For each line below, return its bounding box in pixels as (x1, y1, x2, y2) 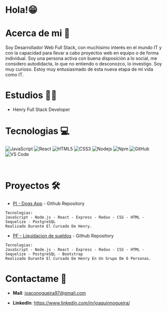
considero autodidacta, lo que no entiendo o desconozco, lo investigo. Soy (5, 61, 162, 67)
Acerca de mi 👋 (5, 28, 70, 39)
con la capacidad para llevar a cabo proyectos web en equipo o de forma (5, 50, 159, 56)
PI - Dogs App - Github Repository (12, 200, 85, 206)
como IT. (5, 72, 24, 78)
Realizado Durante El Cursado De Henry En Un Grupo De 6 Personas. (5, 256, 152, 261)
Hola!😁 (5, 4, 38, 16)
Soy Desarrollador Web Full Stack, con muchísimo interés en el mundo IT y (5, 45, 162, 51)
